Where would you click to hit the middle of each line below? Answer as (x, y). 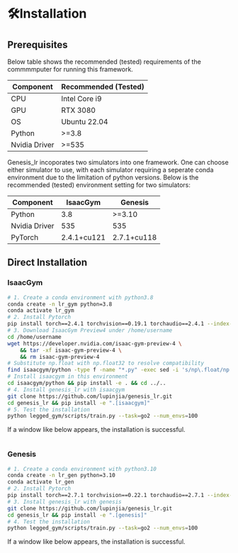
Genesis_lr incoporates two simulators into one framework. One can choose (118, 162)
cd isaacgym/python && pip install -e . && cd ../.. (87, 384)
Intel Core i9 (81, 99)
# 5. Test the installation (49, 409)
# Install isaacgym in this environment (68, 376)
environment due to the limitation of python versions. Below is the (103, 177)
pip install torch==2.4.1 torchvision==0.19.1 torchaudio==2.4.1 (106, 324)
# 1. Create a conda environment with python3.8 (80, 297)
